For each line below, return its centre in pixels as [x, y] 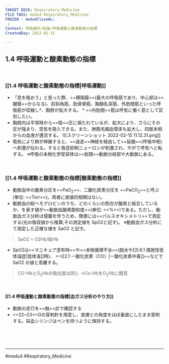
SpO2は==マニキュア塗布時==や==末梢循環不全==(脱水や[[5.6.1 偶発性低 [88, 250]
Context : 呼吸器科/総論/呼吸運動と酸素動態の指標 [51, 29]
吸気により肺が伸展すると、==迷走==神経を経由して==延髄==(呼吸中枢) [87, 142]
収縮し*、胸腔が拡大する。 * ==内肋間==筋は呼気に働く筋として [93, 110]
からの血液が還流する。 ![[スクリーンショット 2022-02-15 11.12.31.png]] [87, 135]
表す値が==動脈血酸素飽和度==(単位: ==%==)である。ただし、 [91, 210]
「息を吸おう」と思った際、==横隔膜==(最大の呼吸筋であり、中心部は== [88, 98]
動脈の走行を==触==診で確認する [47, 308]
